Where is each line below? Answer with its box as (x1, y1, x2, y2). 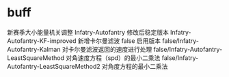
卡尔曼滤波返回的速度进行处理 (68, 45, 152, 53)
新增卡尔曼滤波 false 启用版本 (77, 36, 161, 45)
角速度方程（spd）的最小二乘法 (71, 53, 161, 62)
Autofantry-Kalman (7, 45, 61, 53)
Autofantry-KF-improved (7, 36, 77, 45)
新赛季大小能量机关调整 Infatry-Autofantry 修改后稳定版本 (7, 28, 169, 36)
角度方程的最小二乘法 (107, 62, 168, 70)
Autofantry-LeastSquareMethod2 (7, 62, 100, 70)
